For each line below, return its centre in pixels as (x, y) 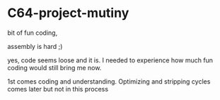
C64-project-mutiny (68, 13)
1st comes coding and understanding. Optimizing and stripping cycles (109, 81)
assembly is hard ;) (35, 46)
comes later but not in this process (58, 89)
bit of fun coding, (33, 33)
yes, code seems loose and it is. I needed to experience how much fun (110, 60)
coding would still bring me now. (54, 67)
